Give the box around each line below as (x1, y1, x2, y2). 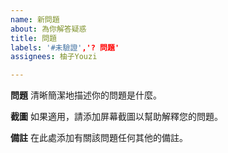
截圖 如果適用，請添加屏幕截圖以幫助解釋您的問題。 (10, 111, 223, 123)
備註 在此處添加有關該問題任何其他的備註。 (10, 132, 188, 144)
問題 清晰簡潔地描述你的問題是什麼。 (10, 89, 162, 101)
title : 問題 (10, 33, 57, 43)
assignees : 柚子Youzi (10, 52, 98, 62)
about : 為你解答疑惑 (10, 24, 87, 34)
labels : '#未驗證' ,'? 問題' (10, 42, 120, 53)
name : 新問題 (10, 14, 60, 25)
